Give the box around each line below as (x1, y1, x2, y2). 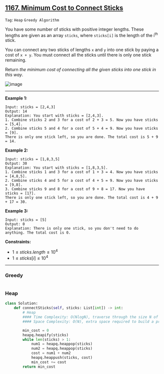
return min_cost (22, 364, 56, 369)
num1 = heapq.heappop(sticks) (31, 341, 93, 347)
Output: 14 (5, 109, 27, 114)
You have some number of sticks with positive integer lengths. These (5, 26, 144, 32)
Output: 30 (5, 161, 27, 166)
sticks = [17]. (5, 191, 36, 196)
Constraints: (5, 239, 31, 245)
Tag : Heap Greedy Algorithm (5, 17, 60, 22)
